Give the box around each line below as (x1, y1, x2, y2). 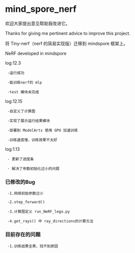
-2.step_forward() (7, 200, 45, 205)
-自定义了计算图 (7, 109, 35, 114)
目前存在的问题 (5, 231, 41, 238)
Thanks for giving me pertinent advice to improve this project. (5, 30, 131, 36)
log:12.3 (5, 60, 21, 66)
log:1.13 (5, 146, 20, 152)
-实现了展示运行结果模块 (7, 118, 50, 123)
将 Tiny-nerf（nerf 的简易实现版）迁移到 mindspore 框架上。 (5, 41, 128, 46)
